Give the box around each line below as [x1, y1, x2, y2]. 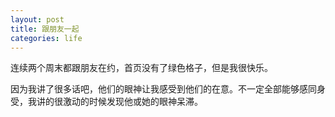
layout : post [10, 14, 65, 25]
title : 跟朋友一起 [10, 24, 80, 34]
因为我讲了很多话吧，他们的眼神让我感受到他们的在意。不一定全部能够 [10, 83, 300, 95]
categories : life [10, 33, 83, 43]
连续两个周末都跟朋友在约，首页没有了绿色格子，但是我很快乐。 [10, 62, 273, 74]
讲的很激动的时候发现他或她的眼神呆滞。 [36, 96, 203, 108]
